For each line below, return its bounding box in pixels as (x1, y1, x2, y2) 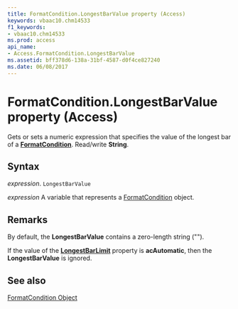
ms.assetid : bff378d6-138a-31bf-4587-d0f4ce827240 (7, 57, 161, 64)
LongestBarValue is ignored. (7, 254, 92, 263)
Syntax (7, 161, 40, 173)
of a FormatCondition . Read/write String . (7, 140, 129, 148)
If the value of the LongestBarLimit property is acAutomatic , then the (7, 246, 212, 255)
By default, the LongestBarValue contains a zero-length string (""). (7, 232, 205, 242)
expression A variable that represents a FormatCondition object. (7, 193, 195, 202)
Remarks (7, 214, 48, 226)
